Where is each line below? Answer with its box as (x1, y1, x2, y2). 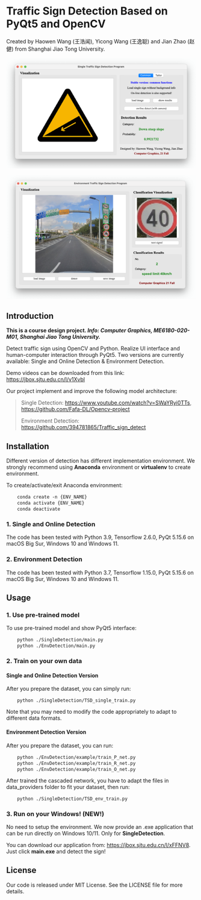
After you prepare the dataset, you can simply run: (6, 685, 131, 693)
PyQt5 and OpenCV (6, 17, 106, 31)
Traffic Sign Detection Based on (6, 4, 169, 18)
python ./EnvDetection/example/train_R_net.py (17, 760, 136, 766)
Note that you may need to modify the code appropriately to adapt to (6, 708, 177, 716)
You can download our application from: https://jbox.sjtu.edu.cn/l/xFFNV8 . (6, 841, 191, 848)
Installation (6, 441, 49, 452)
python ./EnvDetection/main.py (17, 643, 96, 649)
